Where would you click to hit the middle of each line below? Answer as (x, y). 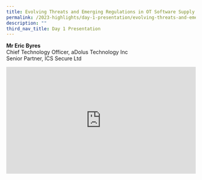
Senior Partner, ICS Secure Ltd (44, 58)
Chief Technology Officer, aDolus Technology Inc (67, 52)
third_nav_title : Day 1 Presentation (54, 29)
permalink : (20, 17)
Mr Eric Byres (23, 46)
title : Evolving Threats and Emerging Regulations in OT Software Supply (101, 12)
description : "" (26, 23)
